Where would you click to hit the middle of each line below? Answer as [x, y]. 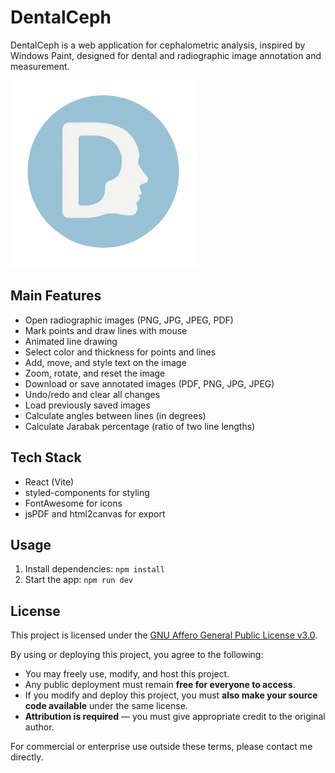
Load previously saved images [87, 405]
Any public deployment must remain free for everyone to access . [160, 685]
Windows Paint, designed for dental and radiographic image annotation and [166, 55]
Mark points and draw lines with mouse [106, 330]
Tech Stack [46, 457]
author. [39, 727]
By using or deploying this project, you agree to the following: [137, 655]
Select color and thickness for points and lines [120, 352]
